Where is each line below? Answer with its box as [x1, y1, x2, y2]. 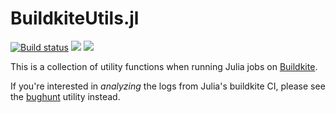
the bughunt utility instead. [10, 90, 121, 102]
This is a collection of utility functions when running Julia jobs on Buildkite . [10, 60, 318, 72]
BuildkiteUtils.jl [10, 7, 140, 30]
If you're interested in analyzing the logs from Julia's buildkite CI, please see [10, 80, 326, 92]
